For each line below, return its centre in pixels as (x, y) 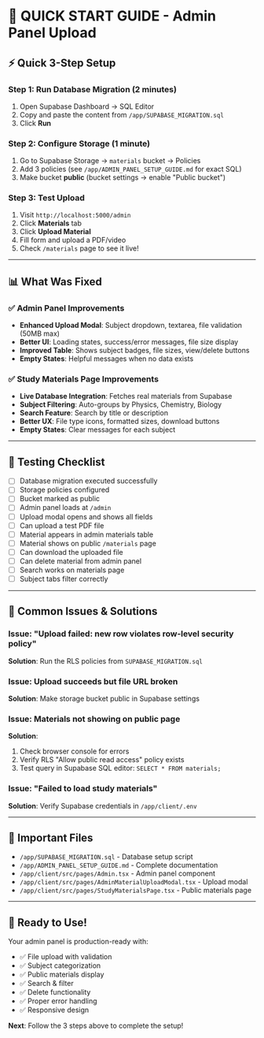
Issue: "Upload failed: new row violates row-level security (121, 634)
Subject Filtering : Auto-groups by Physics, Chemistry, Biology (121, 404)
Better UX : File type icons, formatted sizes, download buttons (119, 422)
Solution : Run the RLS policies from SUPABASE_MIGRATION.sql (105, 660)
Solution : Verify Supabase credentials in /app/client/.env (103, 805)
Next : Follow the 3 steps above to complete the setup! (96, 1026)
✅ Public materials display (62, 975)
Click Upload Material (55, 232)
